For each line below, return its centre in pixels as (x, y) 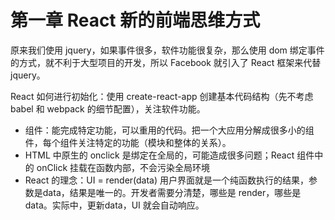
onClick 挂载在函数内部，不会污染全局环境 (123, 167)
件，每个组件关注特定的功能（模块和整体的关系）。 (128, 142)
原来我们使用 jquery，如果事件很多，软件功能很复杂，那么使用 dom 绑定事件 (167, 50)
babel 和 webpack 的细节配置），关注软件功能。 (108, 108)
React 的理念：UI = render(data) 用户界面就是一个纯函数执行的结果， (167, 180)
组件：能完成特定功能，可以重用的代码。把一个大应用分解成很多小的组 (169, 130)
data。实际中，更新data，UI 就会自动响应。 (114, 205)
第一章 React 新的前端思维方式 (135, 20)
